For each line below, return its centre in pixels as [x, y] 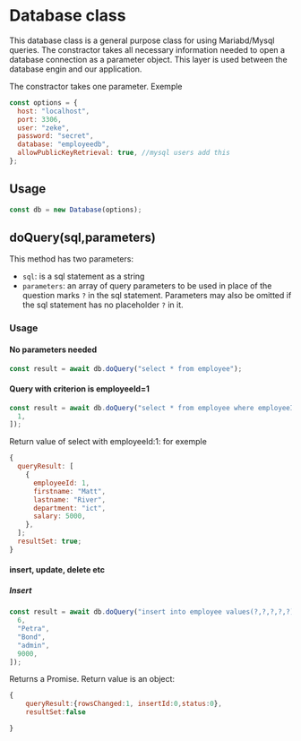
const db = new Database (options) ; [76, 210]
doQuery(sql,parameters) [83, 238]
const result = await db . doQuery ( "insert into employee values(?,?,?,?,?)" [154, 612]
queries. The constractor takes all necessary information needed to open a [147, 49]
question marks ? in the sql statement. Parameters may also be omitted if [157, 296]
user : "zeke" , [43, 128]
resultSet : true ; [50, 542]
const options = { [43, 103]
